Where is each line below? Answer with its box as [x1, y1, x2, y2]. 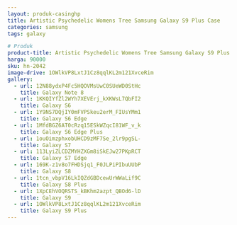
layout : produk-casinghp [7, 10, 81, 18]
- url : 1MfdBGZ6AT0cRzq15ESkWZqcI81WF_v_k [13, 122, 141, 129]
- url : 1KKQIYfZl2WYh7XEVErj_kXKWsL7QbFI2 [13, 96, 141, 103]
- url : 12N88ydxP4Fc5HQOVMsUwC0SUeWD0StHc [13, 82, 141, 89]
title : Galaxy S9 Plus [20, 207, 87, 214]
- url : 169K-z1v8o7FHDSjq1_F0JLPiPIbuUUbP [13, 161, 141, 168]
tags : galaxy [7, 30, 46, 37]
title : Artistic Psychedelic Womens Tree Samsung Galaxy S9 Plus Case [7, 17, 221, 24]
